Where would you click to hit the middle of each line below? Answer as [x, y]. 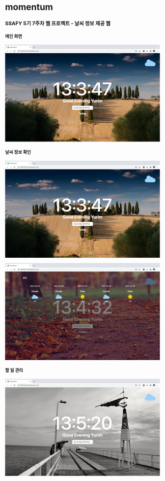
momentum [29, 7]
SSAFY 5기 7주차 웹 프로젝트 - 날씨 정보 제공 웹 [58, 24]
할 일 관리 [14, 370]
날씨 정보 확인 [18, 152]
